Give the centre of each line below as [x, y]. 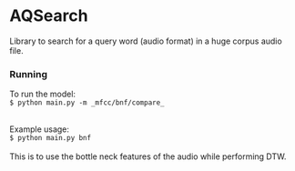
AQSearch [49, 16]
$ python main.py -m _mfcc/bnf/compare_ [87, 103]
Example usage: [40, 129]
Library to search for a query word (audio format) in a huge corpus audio [146, 41]
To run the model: [42, 94]
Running [29, 74]
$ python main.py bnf [51, 138]
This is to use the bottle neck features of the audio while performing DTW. [148, 156]
